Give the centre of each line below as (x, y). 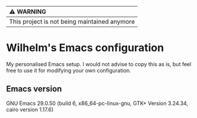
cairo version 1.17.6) (30, 109)
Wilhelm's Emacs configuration (85, 48)
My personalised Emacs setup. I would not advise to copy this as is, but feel (99, 64)
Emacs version (34, 89)
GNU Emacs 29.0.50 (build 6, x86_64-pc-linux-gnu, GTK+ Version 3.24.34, (97, 103)
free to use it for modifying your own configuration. (69, 70)
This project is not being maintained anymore (72, 22)
